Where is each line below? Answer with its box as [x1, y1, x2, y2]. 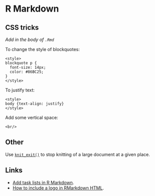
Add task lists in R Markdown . [12, 179, 74, 185]
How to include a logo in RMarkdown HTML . [12, 185, 104, 191]
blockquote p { [5, 61, 37, 66]
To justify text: [5, 87, 35, 93]
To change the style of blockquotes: [5, 46, 80, 52]
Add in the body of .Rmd [5, 36, 54, 42]
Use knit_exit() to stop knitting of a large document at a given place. [5, 151, 150, 157]
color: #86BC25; [10, 69, 44, 74]
